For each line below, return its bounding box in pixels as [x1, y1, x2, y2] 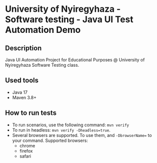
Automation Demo [5, 25, 81, 35]
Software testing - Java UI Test [5, 14, 133, 25]
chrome [19, 142, 35, 148]
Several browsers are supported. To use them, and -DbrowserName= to [12, 132, 152, 138]
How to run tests [5, 109, 57, 117]
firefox [19, 148, 33, 154]
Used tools [5, 76, 39, 84]
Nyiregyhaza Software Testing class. [5, 62, 79, 68]
